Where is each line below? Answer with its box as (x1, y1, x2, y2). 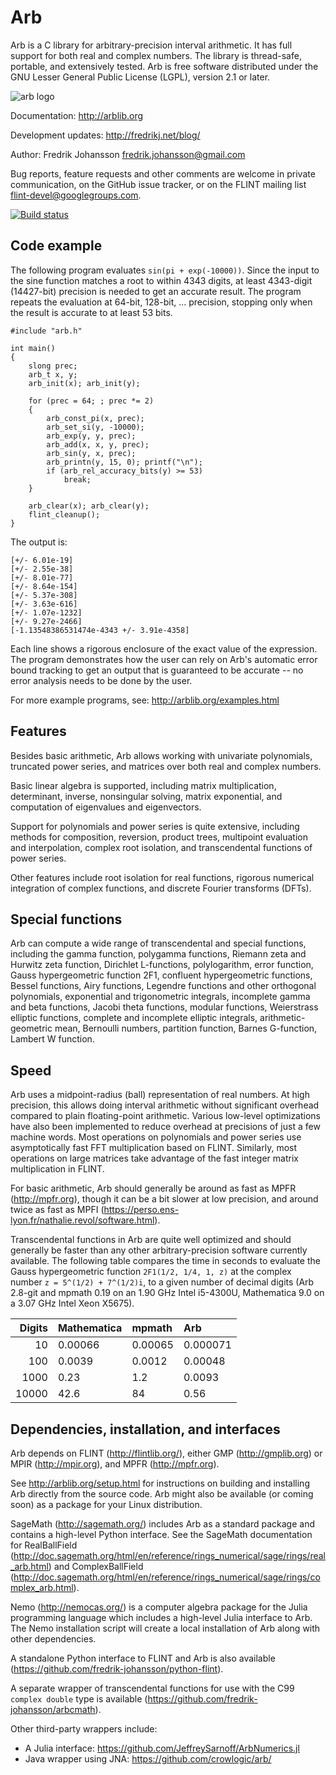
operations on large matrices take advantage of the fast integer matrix (10, 1152, 299, 1165)
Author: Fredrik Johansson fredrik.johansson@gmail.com (10, 148, 246, 160)
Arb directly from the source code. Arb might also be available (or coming (10, 1488, 314, 1500)
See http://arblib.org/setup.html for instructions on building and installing (10, 1477, 310, 1489)
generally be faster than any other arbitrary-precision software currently (10, 1244, 308, 1256)
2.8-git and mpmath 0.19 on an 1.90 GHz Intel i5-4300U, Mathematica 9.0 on (10, 1287, 325, 1299)
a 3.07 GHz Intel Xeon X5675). (10, 1297, 135, 1310)
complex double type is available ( (10, 1693, 148, 1705)
